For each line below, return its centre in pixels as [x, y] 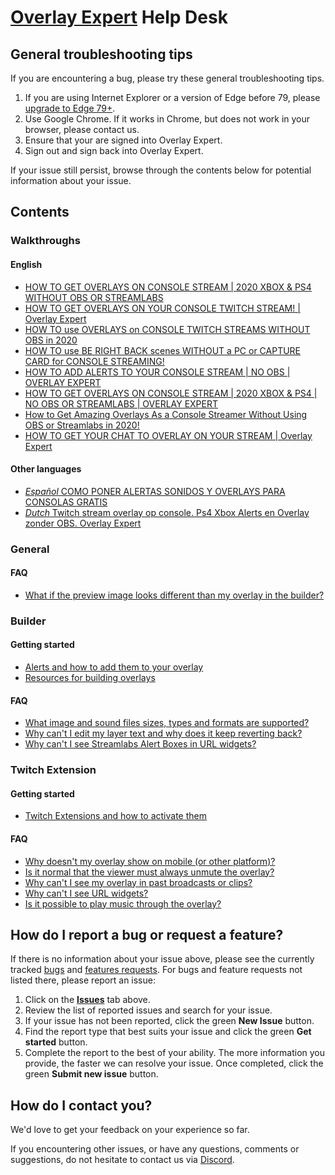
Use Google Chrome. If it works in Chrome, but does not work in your [167, 119]
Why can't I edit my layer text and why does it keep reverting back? [163, 733]
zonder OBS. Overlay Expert [83, 523]
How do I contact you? [81, 1105]
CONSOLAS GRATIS [66, 502]
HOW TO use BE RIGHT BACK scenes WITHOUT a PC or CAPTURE [163, 350]
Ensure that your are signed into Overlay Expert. [123, 140]
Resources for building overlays [90, 677]
